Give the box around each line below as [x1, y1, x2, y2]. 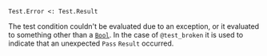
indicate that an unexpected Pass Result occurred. [8, 38, 174, 48]
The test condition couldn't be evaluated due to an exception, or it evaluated [8, 22, 260, 31]
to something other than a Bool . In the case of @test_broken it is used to [8, 30, 244, 39]
